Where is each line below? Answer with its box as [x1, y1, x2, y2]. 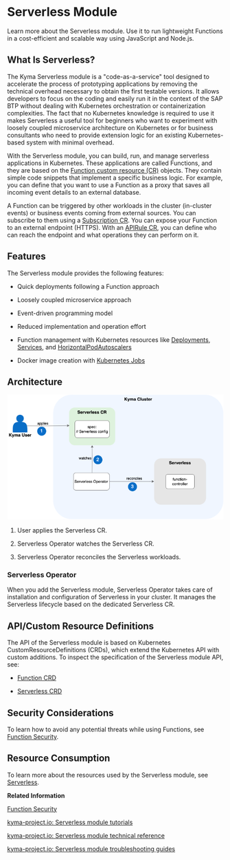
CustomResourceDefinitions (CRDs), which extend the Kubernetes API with [7, 646, 220, 654]
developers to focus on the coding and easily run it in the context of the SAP [7, 94, 223, 103]
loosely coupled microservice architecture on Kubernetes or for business [7, 123, 214, 131]
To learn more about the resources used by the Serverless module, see [7, 771, 208, 779]
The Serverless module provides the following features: [7, 269, 164, 277]
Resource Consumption [7, 753, 111, 764]
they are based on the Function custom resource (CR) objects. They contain [7, 166, 222, 174]
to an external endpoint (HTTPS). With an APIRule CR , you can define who [7, 223, 217, 231]
